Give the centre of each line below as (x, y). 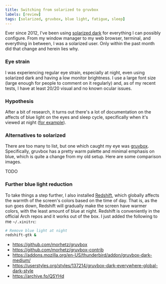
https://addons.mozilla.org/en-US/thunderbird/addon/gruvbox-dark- (82, 255)
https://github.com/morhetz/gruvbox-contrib (58, 250)
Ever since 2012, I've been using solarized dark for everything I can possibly (83, 33)
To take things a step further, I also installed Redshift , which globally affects (82, 195)
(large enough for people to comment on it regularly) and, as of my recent (81, 83)
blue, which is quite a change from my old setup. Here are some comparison (83, 157)
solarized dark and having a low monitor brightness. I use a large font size (81, 78)
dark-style (23, 271)
